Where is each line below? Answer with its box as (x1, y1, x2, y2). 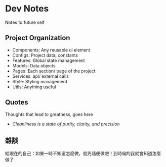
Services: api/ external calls (12, 73, 69, 79)
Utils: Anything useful (12, 84, 56, 90)
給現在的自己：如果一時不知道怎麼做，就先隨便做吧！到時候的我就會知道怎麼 (5, 151, 161, 157)
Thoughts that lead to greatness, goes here (5, 111, 93, 117)
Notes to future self (5, 19, 45, 25)
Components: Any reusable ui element (12, 47, 90, 53)
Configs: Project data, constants (12, 52, 78, 58)
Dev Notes (5, 3, 49, 14)
